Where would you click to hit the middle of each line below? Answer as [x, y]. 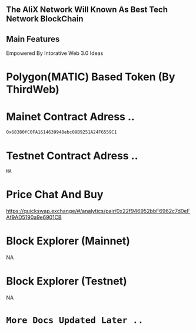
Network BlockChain [45, 19]
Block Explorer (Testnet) [67, 281]
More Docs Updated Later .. [75, 321]
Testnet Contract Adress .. [72, 155]
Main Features [33, 39]
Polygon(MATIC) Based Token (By [91, 77]
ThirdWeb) [33, 89]
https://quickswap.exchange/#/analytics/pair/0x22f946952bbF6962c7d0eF [98, 211]
